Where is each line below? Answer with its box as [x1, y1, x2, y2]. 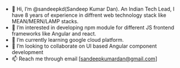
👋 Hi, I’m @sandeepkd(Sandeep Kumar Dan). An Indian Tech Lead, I [11, 6, 175, 12]
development [11, 49, 44, 55]
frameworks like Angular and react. [11, 30, 96, 37]
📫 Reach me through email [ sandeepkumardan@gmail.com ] [11, 55, 158, 62]
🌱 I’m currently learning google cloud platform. [11, 37, 124, 43]
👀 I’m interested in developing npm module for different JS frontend [11, 24, 174, 31]
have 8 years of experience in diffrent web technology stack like [11, 12, 167, 19]
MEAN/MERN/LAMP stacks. [11, 18, 79, 24]
